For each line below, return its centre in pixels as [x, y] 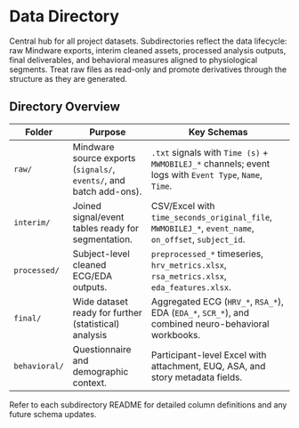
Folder [39, 132]
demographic [101, 371]
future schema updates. [53, 414]
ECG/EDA [93, 276]
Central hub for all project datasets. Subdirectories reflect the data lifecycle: [148, 41]
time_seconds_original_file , [212, 217]
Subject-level [101, 254]
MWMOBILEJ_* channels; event [210, 164]
